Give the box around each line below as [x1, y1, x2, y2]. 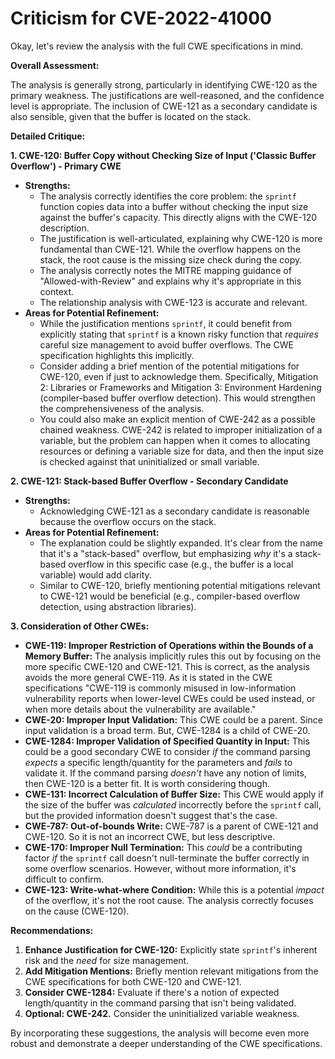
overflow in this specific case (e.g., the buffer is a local [68, 558, 294, 570]
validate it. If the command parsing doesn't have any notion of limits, [24, 767, 307, 779]
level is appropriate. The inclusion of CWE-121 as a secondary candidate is [10, 100, 318, 112]
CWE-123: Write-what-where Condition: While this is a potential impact [24, 883, 325, 896]
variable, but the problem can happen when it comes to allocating [39, 434, 311, 446]
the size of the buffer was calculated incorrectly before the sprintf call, [24, 798, 322, 811]
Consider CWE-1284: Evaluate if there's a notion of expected [24, 986, 280, 998]
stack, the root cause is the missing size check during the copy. [39, 253, 303, 266]
